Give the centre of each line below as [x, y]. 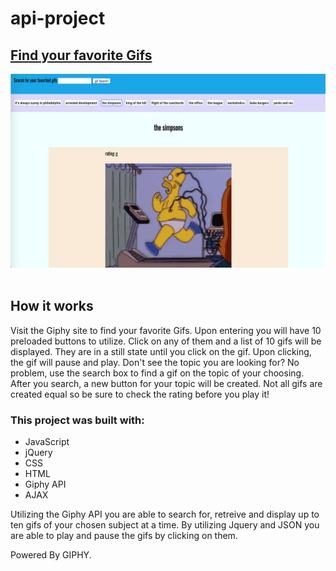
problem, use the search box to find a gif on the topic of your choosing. [157, 373]
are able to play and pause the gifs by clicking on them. [124, 536]
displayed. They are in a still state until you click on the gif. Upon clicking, [161, 351]
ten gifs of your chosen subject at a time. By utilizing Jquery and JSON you [165, 525]
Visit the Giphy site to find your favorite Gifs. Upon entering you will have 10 [166, 330]
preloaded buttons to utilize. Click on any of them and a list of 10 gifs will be [166, 341]
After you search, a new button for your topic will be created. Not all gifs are [166, 383]
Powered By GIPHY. [51, 555]
